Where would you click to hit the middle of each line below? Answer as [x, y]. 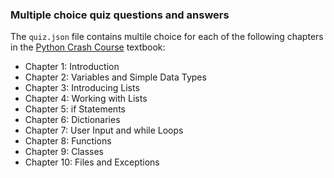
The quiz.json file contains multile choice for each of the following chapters [167, 37]
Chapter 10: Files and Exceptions [92, 162]
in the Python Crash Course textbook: [88, 47]
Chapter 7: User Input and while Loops [104, 130]
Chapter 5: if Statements [75, 109]
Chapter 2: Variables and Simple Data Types [115, 77]
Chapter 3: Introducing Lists [82, 88]
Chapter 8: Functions [68, 141]
